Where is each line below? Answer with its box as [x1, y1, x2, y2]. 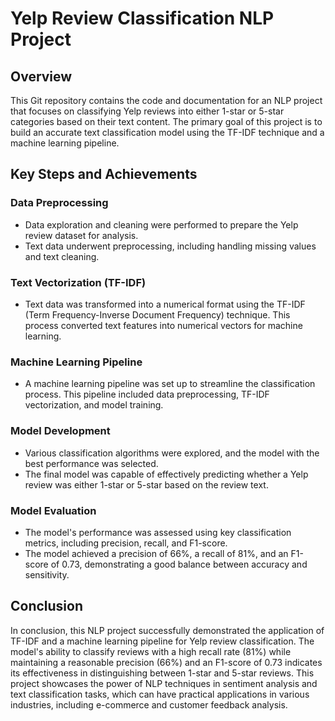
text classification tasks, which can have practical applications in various [10, 688, 310, 700]
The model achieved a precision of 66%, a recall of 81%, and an [24, 547, 289, 559]
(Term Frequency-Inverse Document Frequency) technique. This [24, 308, 291, 321]
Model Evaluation [10, 503, 97, 517]
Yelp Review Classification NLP [10, 7, 275, 30]
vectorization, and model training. [24, 399, 164, 411]
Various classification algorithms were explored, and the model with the [24, 447, 320, 459]
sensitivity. [24, 568, 70, 581]
